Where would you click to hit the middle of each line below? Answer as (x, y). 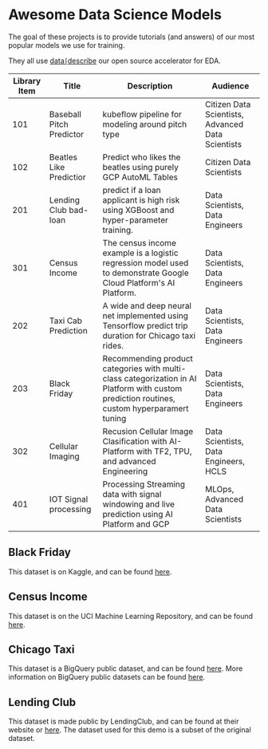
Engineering (125, 471)
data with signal (132, 494)
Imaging (64, 456)
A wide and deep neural (147, 306)
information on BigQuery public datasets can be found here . (107, 677)
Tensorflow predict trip (146, 325)
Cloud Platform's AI (139, 282)
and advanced (130, 461)
